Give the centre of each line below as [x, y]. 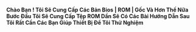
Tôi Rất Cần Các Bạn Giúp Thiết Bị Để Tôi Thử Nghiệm [75, 22]
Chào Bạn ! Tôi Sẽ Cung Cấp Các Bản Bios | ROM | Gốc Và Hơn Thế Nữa [97, 10]
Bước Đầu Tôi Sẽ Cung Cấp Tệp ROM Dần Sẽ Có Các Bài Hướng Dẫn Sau [98, 16]
